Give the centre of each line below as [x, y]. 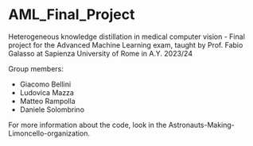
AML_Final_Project [72, 15]
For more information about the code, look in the [88, 125]
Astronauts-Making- [201, 125]
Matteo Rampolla [47, 101]
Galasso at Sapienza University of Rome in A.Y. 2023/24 [101, 53]
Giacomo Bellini [45, 84]
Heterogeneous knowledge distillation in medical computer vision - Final [127, 36]
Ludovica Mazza [47, 92]
